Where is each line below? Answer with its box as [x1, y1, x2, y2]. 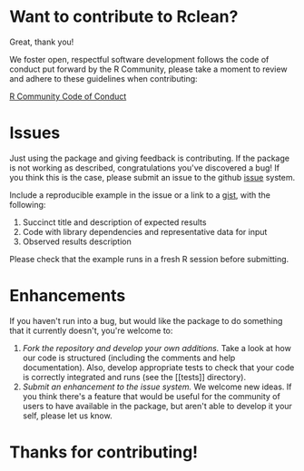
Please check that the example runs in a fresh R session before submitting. [9, 253, 289, 264]
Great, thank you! [9, 36, 74, 47]
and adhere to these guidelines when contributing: [9, 73, 198, 83]
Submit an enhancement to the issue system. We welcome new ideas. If [22, 381, 292, 392]
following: [9, 199, 46, 210]
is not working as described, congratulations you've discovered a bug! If [9, 162, 279, 173]
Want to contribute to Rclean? [9, 6, 239, 27]
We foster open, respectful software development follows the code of [9, 54, 270, 64]
